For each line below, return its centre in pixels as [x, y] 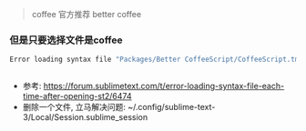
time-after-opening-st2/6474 [77, 96]
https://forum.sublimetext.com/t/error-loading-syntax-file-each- [164, 86]
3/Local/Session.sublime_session [85, 117]
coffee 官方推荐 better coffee [87, 14]
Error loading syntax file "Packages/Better [95, 60]
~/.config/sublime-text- [171, 107]
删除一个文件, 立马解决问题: [74, 107]
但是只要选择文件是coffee [66, 40]
